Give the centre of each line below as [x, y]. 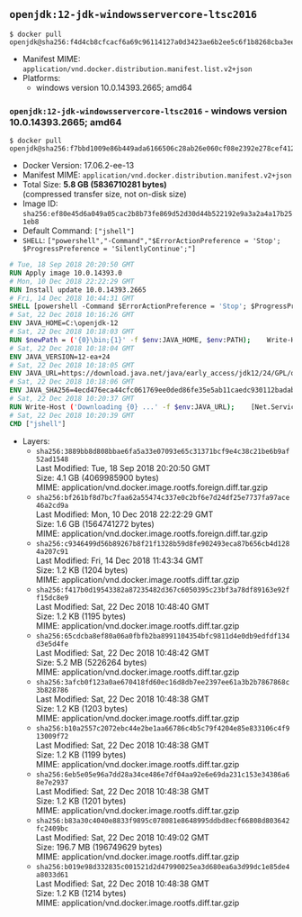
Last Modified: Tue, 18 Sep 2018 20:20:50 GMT [123, 468]
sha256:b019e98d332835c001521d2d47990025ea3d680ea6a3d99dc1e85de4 [163, 867]
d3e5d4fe [52, 644]
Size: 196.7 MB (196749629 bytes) [99, 847]
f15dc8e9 [52, 598]
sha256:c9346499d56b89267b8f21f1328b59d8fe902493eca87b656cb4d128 [163, 544]
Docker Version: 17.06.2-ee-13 [78, 166]
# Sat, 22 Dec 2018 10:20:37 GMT [72, 399]
